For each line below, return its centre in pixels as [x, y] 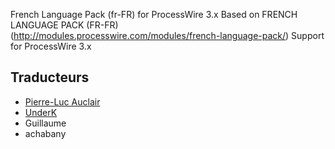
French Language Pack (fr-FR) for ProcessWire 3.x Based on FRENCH [154, 14]
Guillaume [45, 123]
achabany [45, 133]
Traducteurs [50, 77]
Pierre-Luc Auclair [62, 101]
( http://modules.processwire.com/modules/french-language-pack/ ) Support [167, 35]
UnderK [41, 112]
